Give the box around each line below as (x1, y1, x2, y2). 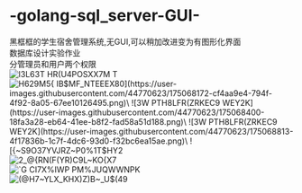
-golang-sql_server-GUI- (9, 5, 200, 26)
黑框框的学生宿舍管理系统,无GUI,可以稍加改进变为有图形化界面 (9, 36, 242, 47)
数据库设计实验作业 (9, 47, 81, 58)
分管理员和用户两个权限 (9, 58, 96, 69)
